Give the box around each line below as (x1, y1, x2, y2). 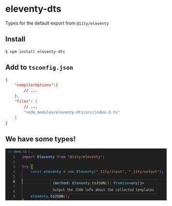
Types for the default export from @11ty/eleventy (5, 20, 109, 26)
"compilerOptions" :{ (14, 83, 58, 88)
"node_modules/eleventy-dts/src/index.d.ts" (24, 110, 120, 115)
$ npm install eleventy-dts (5, 49, 66, 54)
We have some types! (5, 134, 76, 143)
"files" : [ (14, 99, 38, 104)
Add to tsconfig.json (5, 63, 73, 72)
